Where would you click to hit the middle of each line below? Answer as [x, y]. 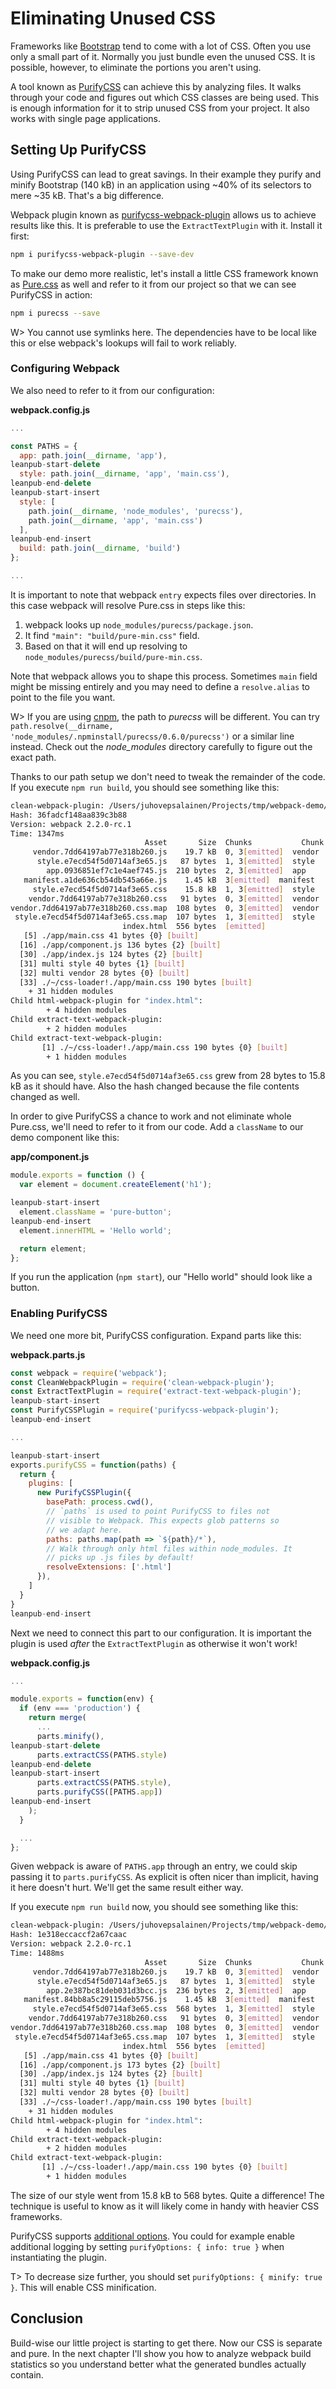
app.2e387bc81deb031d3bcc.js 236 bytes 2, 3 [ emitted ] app [176, 1990]
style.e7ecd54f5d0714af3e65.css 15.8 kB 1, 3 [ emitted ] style [173, 889]
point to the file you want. [63, 697]
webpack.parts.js [48, 1354]
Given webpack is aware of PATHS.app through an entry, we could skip [154, 1866]
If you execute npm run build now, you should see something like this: [154, 1907]
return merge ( [57, 1718]
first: [20, 236]
